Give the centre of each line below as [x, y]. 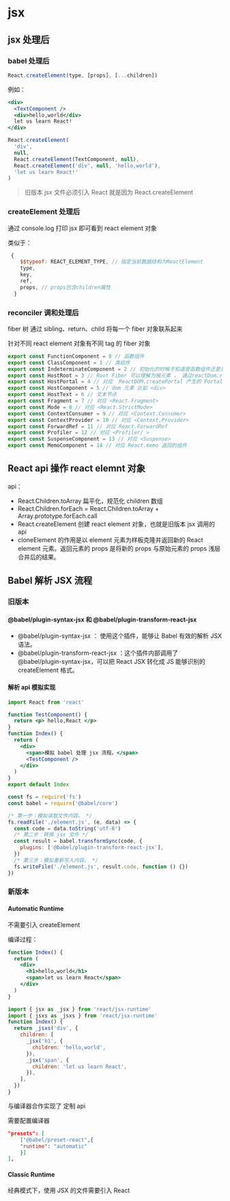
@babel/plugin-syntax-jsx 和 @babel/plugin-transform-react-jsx [102, 619]
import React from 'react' [46, 702]
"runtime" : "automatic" [54, 1146]
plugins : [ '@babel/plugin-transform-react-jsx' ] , [92, 847]
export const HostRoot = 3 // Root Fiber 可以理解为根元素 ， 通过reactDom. [114, 375]
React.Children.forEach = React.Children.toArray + [88, 508]
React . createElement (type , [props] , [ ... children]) [83, 75]
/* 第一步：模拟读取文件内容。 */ [50, 816]
